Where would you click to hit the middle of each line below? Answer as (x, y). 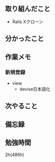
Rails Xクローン (27, 22)
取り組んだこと (28, 9)
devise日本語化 (35, 89)
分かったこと (25, 39)
